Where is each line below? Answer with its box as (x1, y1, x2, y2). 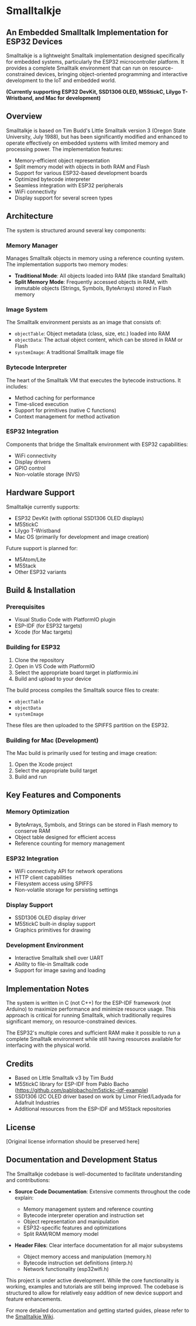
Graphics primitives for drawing (14, 926, 91, 934)
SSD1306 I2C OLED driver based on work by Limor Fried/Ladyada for (14, 1093, 181, 1100)
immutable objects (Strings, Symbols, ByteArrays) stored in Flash (14, 284, 171, 291)
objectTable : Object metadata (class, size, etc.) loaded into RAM (14, 330, 170, 337)
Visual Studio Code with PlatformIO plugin (14, 616, 116, 623)
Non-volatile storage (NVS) (14, 470, 80, 478)
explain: (14, 1194, 34, 1201)
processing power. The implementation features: (6, 145, 123, 153)
